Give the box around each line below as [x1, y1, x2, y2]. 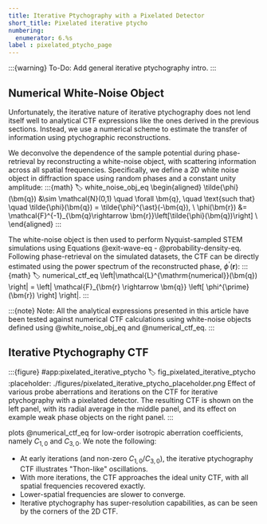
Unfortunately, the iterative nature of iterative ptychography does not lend [8, 107, 251, 116]
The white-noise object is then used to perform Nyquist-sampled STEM [8, 234, 243, 244]
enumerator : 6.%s [15, 33, 73, 42]
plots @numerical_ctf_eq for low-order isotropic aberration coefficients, [8, 428, 243, 438]
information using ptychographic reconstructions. [8, 132, 171, 142]
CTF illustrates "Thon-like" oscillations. [19, 464, 149, 474]
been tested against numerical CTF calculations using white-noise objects [8, 314, 252, 323]
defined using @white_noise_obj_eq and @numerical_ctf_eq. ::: [8, 323, 215, 332]
